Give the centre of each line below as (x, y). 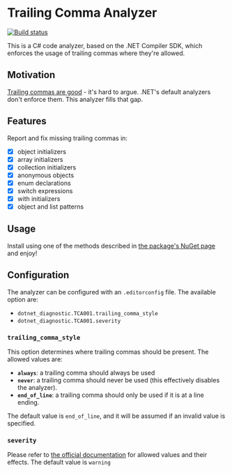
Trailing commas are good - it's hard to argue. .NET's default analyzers (109, 91)
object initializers (41, 151)
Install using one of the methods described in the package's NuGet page (111, 246)
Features (27, 121)
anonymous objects (46, 175)
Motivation (31, 75)
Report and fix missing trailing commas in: (67, 138)
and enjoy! (22, 253)
